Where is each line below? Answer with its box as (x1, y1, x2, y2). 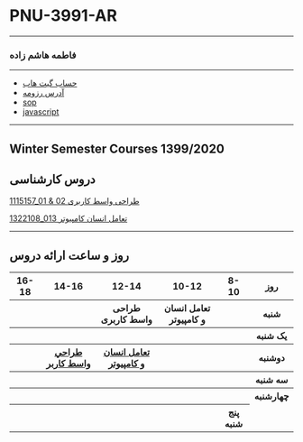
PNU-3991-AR (9, 5, 117, 26)
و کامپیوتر (169, 313, 206, 326)
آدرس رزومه (22, 87, 65, 98)
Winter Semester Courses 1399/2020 (9, 141, 225, 156)
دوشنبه (258, 352, 286, 364)
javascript (22, 106, 60, 117)
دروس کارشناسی (9, 172, 96, 188)
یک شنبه (255, 330, 288, 343)
